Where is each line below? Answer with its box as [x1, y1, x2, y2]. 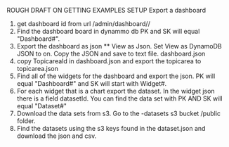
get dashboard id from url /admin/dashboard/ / [16, 20, 150, 27]
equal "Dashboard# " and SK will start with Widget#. [16, 79, 167, 87]
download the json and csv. [16, 132, 97, 140]
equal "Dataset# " [16, 102, 67, 110]
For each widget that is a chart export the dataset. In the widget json [16, 87, 215, 95]
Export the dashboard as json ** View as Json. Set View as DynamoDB [16, 42, 222, 50]
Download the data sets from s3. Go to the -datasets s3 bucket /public [16, 109, 221, 117]
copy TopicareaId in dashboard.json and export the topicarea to [16, 57, 202, 65]
